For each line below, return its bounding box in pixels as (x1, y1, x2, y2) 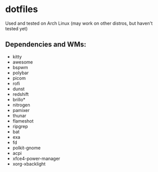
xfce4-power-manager (12, 155, 61, 161)
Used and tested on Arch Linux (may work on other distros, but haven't (5, 20, 153, 26)
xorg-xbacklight (12, 160, 46, 167)
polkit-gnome (12, 145, 41, 151)
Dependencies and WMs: (5, 40, 87, 49)
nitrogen (12, 102, 30, 108)
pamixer (12, 107, 30, 113)
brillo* (12, 96, 26, 102)
